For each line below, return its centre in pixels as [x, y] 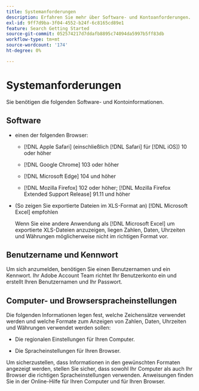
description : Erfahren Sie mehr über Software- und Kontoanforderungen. [99, 17]
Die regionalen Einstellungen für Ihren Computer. [75, 339]
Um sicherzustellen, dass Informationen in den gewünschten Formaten [93, 362]
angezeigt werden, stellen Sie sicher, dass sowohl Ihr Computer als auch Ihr [99, 369]
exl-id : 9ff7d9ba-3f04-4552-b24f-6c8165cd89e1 [65, 23]
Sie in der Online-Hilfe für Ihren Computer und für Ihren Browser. [86, 381]
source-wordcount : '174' [37, 45]
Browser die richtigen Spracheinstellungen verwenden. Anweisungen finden [100, 375]
